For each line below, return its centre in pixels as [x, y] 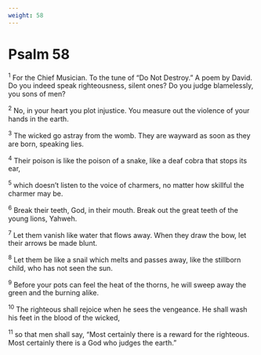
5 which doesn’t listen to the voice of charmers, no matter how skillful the [126, 184]
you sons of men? [37, 94]
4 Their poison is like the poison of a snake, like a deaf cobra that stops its [128, 159]
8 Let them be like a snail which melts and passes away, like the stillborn [125, 259]
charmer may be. [36, 193]
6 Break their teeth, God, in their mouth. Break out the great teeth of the [123, 209]
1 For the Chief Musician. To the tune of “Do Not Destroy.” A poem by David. [130, 77]
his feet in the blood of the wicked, [64, 318]
